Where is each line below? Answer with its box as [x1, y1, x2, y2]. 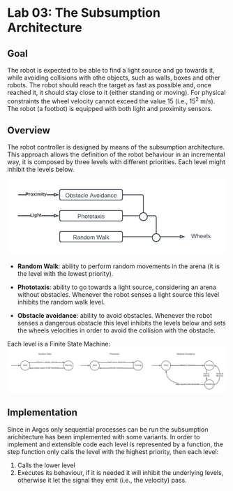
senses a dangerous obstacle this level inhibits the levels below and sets [17, 319, 226, 328]
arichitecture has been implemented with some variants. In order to [7, 432, 200, 441]
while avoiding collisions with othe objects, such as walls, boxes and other [7, 73, 221, 82]
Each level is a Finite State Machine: [7, 340, 110, 349]
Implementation [7, 406, 78, 418]
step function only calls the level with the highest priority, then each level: [7, 447, 219, 455]
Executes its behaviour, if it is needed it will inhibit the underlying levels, [17, 468, 224, 476]
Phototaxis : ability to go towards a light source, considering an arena [17, 283, 216, 291]
